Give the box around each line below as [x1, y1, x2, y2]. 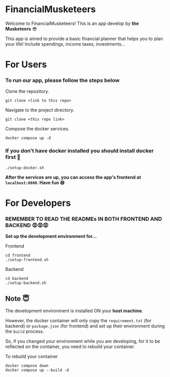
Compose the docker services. [5, 126, 70, 132]
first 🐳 [5, 154, 21, 161]
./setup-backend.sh [5, 281, 47, 286]
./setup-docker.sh [5, 165, 44, 170]
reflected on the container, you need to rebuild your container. [5, 344, 135, 350]
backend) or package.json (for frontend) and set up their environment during [5, 323, 165, 329]
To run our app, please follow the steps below [5, 77, 120, 84]
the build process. [5, 328, 44, 334]
